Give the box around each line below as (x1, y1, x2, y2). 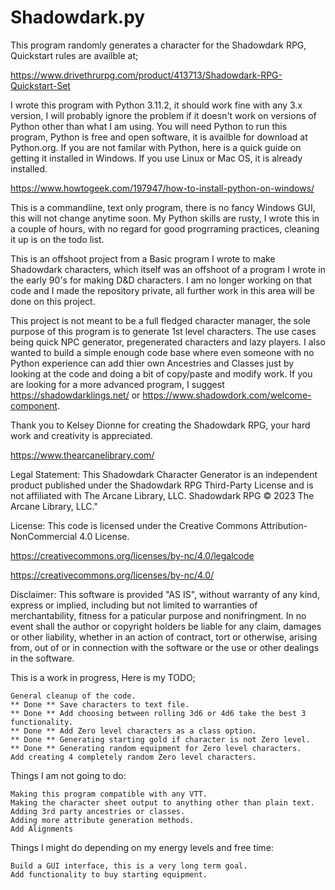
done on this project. (10, 295, 96, 307)
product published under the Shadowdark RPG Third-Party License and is (10, 479, 314, 491)
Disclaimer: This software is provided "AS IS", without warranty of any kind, (10, 588, 320, 600)
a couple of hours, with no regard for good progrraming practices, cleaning (10, 222, 320, 235)
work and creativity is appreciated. (10, 429, 153, 441)
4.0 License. (79, 530, 130, 542)
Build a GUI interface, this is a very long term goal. (10, 861, 248, 871)
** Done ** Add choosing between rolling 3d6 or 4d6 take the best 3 (10, 708, 307, 718)
